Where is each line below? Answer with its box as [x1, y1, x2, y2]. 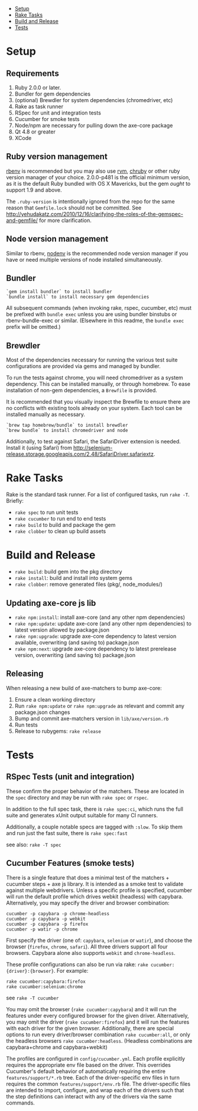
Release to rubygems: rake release [14, 727, 102, 735]
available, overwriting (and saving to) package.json [14, 639, 139, 646]
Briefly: [6, 497, 24, 504]
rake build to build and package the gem [14, 522, 116, 529]
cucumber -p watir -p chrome [6, 926, 78, 932]
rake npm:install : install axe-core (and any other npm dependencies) [14, 614, 185, 621]
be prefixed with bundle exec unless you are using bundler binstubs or [6, 311, 177, 318]
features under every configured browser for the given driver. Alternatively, [6, 1012, 189, 1019]
